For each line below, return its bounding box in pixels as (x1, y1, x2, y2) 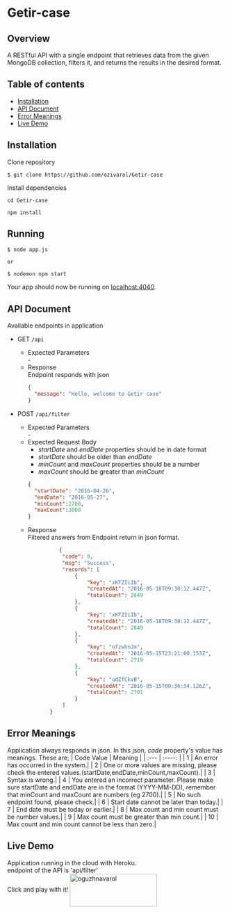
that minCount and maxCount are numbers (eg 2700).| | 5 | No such (7, 790, 202, 799)
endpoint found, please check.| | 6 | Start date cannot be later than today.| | (7, 798, 224, 806)
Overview (7, 33, 51, 45)
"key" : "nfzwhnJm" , (86, 643, 144, 651)
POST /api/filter (17, 409, 71, 418)
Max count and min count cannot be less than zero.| (7, 819, 156, 828)
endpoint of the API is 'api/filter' (7, 866, 99, 874)
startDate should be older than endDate (38, 452, 152, 460)
